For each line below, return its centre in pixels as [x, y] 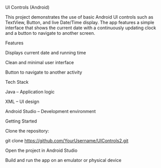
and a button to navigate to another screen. [50, 33]
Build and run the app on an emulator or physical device [63, 160]
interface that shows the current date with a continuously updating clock [81, 28]
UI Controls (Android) [27, 7]
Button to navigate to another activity [44, 72]
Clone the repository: [27, 131]
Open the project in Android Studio [41, 150]
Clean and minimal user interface [40, 62]
